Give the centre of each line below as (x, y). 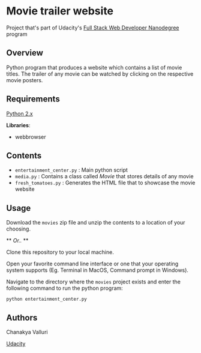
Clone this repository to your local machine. (60, 252)
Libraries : (18, 125)
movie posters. (25, 80)
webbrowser (30, 137)
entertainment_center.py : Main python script (71, 170)
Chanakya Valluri (27, 332)
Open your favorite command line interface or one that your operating (92, 264)
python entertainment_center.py (46, 299)
